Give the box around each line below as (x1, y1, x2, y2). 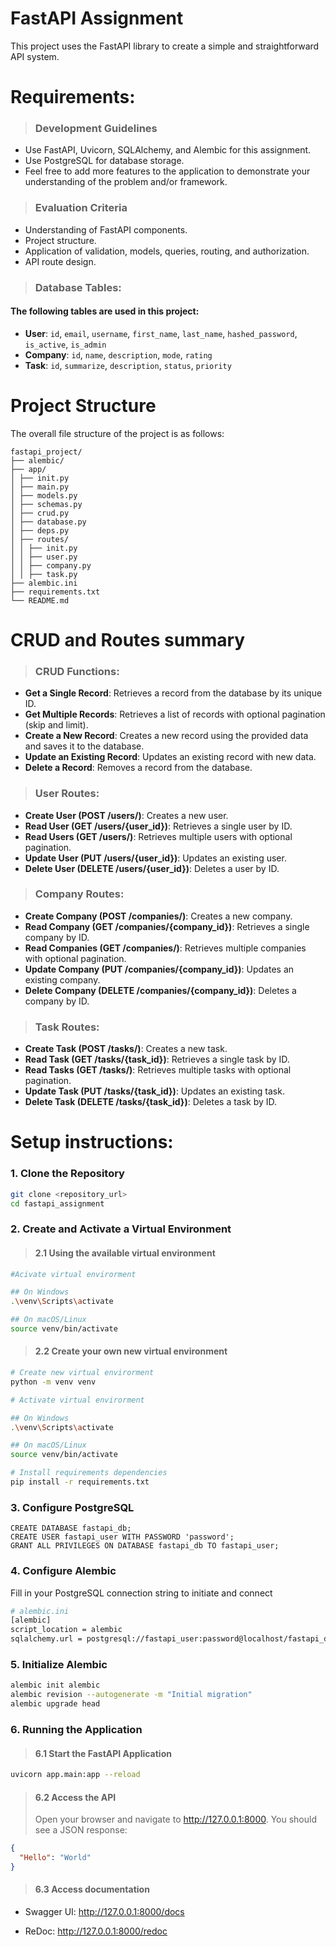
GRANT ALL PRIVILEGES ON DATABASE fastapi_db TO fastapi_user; (10, 1541, 280, 1551)
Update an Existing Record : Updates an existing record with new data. (24, 751, 317, 763)
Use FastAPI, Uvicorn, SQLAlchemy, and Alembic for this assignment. (24, 144, 312, 156)
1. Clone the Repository (10, 1167, 125, 1181)
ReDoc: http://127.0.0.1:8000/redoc (24, 1925, 168, 1937)
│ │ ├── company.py (10, 560, 92, 571)
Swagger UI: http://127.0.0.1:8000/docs (24, 1906, 185, 1918)
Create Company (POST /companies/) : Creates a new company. (24, 910, 293, 922)
